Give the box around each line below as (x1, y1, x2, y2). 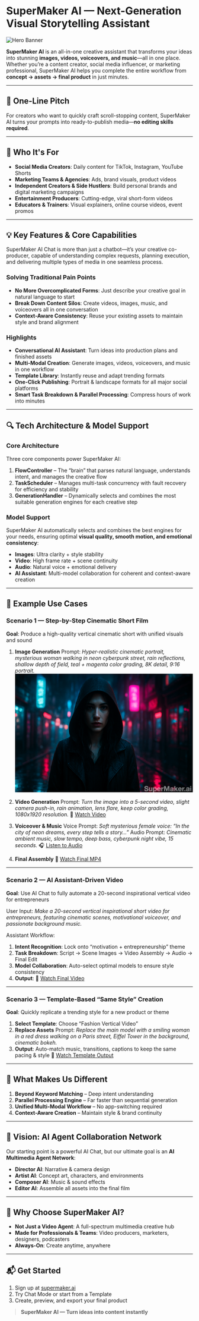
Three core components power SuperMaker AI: (6, 455, 121, 462)
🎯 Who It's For (6, 147, 59, 158)
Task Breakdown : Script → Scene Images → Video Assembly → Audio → (14, 949, 193, 957)
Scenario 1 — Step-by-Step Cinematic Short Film (6, 617, 149, 625)
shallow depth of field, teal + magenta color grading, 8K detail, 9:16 (14, 660, 180, 668)
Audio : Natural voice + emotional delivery (14, 563, 117, 570)
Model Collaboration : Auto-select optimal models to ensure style (14, 962, 174, 969)
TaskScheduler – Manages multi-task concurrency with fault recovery (14, 479, 187, 486)
